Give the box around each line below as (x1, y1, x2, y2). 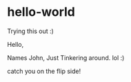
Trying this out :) (7, 27, 54, 35)
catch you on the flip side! (7, 67, 81, 75)
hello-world (7, 4, 76, 20)
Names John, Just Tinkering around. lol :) (7, 53, 125, 62)
